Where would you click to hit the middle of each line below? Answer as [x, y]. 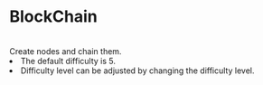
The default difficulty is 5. [68, 61]
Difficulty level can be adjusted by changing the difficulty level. [138, 71]
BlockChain [53, 17]
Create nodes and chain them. [66, 51]
